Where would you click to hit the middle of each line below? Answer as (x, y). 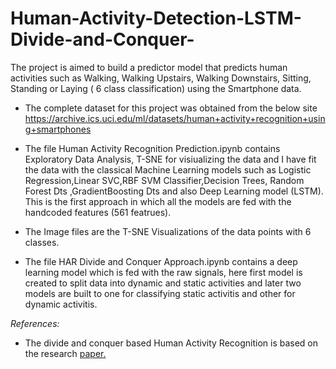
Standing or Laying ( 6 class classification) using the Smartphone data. (156, 88)
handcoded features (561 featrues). (98, 212)
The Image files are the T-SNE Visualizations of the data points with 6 (168, 231)
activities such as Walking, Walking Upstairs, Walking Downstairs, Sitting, (161, 78)
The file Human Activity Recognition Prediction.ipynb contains (152, 148)
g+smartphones (58, 129)
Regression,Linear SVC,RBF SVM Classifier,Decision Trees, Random (164, 180)
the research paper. (65, 353)
